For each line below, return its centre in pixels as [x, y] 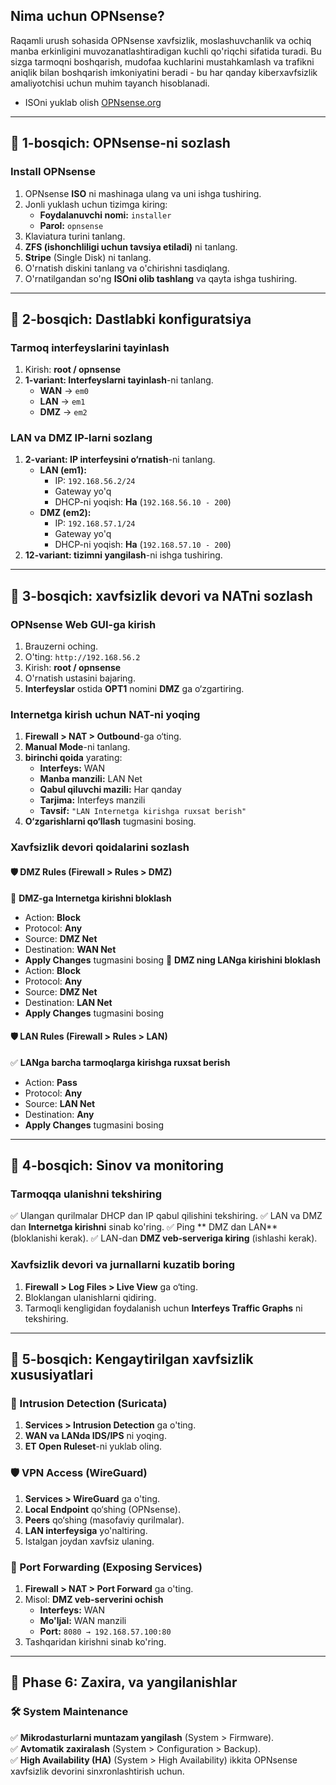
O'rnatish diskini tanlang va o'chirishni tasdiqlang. [127, 268]
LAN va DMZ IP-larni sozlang [81, 438]
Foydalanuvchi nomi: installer [105, 215]
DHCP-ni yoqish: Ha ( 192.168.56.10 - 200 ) [143, 502]
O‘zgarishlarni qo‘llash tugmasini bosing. [110, 821]
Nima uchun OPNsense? [87, 16]
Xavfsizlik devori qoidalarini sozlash [100, 847]
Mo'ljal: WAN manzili [83, 1621]
